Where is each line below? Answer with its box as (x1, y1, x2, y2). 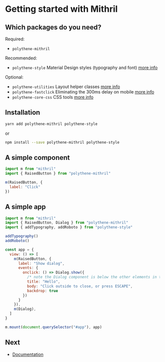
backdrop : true (27, 288, 58, 293)
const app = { (5, 247, 34, 252)
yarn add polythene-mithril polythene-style (5, 121, 98, 126)
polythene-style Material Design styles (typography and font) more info (12, 65, 158, 70)
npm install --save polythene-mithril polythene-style (5, 140, 120, 145)
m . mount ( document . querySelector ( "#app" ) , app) (5, 325, 102, 330)
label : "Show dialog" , (18, 261, 65, 266)
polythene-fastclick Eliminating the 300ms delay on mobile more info (12, 89, 155, 94)
